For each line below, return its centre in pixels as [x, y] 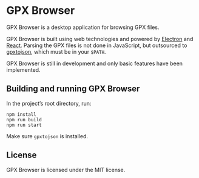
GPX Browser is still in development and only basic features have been [95, 63]
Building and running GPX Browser [73, 89]
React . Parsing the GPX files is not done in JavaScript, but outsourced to [97, 45]
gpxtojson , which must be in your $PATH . [56, 51]
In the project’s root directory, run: [49, 103]
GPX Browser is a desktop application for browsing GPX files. [83, 27]
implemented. [23, 69]
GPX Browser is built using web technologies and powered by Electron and [100, 39]
